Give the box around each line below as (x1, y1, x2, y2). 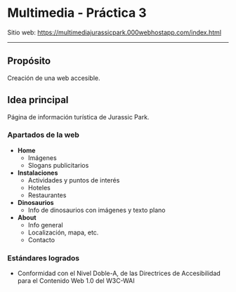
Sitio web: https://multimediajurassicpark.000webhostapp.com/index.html (7, 28, 222, 36)
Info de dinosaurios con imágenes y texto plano (27, 206, 166, 214)
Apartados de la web (7, 130, 79, 140)
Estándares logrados (7, 253, 79, 263)
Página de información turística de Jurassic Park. (7, 112, 150, 121)
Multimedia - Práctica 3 (7, 5, 147, 21)
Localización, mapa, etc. (27, 228, 99, 237)
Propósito (7, 55, 51, 67)
